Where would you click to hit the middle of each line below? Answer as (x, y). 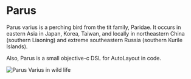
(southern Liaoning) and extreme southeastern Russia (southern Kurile (95, 40)
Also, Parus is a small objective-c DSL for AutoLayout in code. (84, 58)
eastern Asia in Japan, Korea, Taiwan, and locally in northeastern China (96, 33)
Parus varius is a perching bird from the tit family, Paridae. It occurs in (94, 27)
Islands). (17, 46)
